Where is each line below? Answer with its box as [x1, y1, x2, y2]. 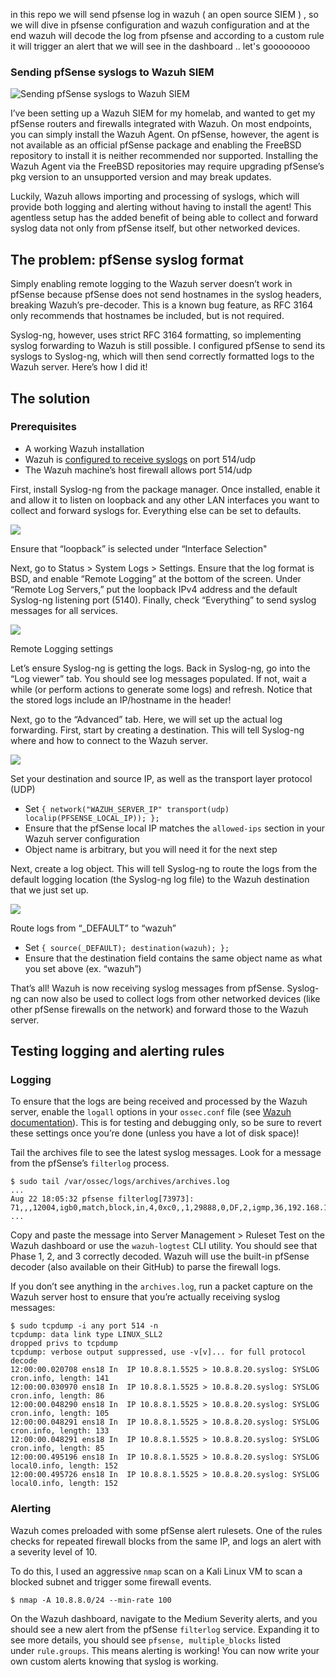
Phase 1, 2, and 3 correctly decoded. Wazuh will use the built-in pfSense [10, 1250, 310, 1263]
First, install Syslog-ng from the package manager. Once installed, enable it [10, 483, 321, 495]
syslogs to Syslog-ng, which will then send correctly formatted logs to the [10, 350, 315, 363]
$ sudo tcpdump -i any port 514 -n [10, 1321, 159, 1331]
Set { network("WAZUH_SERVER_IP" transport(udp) [24, 802, 230, 814]
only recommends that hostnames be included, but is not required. [10, 310, 285, 322]
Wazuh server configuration [24, 832, 140, 844]
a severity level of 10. [10, 1545, 98, 1558]
